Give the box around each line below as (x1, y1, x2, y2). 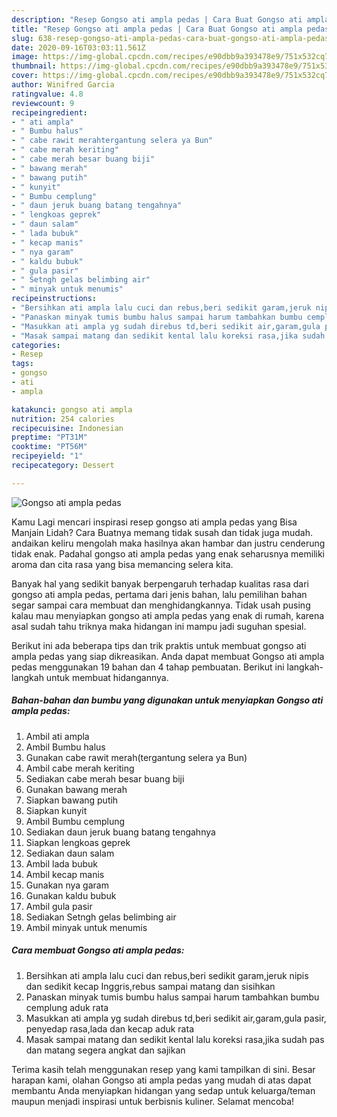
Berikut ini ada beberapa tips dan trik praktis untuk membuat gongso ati (11, 639, 307, 651)
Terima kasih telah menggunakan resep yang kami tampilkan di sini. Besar (11, 1063, 316, 1075)
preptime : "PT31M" (11, 432, 88, 443)
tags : (11, 359, 34, 369)
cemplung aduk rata (25, 1001, 109, 1013)
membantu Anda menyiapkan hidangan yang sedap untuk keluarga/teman (11, 1084, 316, 1096)
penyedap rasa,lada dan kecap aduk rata (25, 1022, 194, 1035)
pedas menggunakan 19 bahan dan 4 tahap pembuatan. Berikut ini (11, 661, 285, 673)
